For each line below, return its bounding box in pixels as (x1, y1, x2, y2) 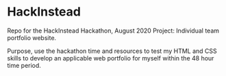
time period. (7, 61, 41, 69)
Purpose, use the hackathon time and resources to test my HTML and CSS (7, 47, 217, 55)
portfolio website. (7, 33, 57, 41)
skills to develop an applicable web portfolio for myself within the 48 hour (7, 54, 214, 62)
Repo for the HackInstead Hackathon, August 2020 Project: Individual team (7, 26, 220, 35)
